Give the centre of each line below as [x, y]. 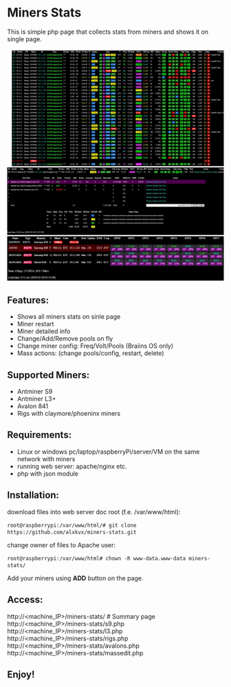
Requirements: [40, 435]
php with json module [48, 474]
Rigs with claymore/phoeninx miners [69, 414]
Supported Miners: [48, 375]
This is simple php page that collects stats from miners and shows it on [108, 32]
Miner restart [35, 324]
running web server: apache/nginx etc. [72, 466]
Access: [25, 600]
